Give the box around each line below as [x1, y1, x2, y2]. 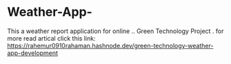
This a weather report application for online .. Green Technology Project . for [7, 27, 224, 35]
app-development [7, 49, 59, 57]
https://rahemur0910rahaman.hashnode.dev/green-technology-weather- [7, 41, 214, 50]
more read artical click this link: [7, 34, 96, 42]
